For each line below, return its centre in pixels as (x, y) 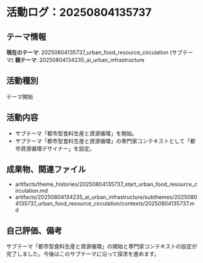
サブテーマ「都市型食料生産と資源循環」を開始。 (76, 133)
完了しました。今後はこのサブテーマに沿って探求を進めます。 (83, 254)
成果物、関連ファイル (46, 169)
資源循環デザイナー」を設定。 (58, 148)
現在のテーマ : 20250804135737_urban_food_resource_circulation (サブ (95, 52)
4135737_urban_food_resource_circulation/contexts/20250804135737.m (105, 204)
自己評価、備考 (34, 231)
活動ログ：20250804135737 (79, 12)
